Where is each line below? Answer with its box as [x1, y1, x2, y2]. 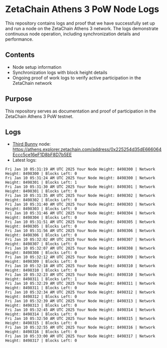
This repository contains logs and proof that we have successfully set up [5, 20, 155, 26]
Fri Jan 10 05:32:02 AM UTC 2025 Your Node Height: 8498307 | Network [5, 237, 155, 242]
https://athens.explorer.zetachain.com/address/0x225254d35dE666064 [12, 147, 161, 153]
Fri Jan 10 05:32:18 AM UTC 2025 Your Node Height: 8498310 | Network [5, 264, 155, 269]
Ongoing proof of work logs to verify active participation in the [12, 74, 141, 81]
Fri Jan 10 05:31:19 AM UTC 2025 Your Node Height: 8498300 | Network [5, 167, 155, 172]
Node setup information [12, 64, 61, 70]
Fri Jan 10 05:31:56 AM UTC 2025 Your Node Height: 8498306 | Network [5, 228, 155, 234]
